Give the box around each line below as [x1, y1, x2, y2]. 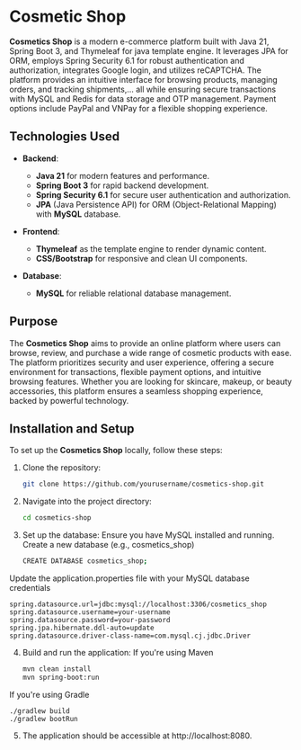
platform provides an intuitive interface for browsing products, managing [9, 74, 279, 85]
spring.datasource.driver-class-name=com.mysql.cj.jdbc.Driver [9, 631, 252, 640]
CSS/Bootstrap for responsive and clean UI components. [35, 253, 248, 263]
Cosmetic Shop [9, 6, 127, 27]
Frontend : [22, 226, 60, 237]
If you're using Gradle [9, 689, 90, 700]
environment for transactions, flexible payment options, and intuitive [9, 366, 262, 377]
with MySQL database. [35, 209, 121, 219]
